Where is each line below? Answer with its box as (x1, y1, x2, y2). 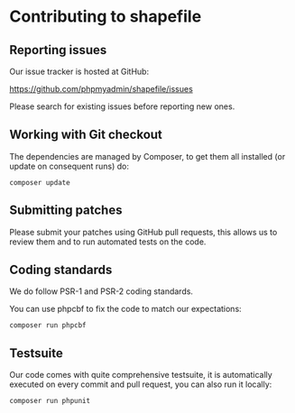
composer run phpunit (9, 397, 91, 406)
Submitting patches (9, 203, 123, 218)
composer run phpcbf (9, 321, 88, 330)
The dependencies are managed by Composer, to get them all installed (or (9, 151, 286, 161)
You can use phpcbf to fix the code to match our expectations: (9, 304, 242, 315)
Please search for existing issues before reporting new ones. (9, 101, 235, 112)
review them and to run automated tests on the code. (9, 236, 207, 247)
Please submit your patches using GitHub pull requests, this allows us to (9, 226, 278, 237)
